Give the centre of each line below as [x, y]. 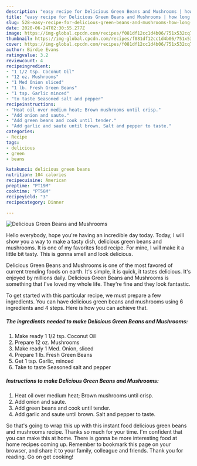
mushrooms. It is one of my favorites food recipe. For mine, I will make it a [95, 248]
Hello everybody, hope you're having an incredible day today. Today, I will [95, 235]
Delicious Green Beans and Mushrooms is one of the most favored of [89, 265]
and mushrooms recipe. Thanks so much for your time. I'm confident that [94, 432]
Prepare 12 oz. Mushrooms [47, 342]
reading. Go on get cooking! [40, 457]
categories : [21, 132]
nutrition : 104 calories [36, 175]
